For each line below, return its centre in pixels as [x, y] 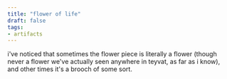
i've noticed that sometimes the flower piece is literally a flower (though [112, 54]
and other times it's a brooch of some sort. [70, 69]
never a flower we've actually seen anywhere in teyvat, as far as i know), [114, 62]
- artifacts [25, 34]
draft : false [27, 21]
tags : [15, 27]
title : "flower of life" [44, 14]
